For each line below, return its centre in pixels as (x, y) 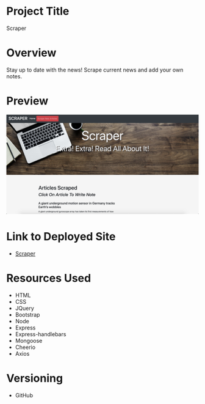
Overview (31, 53)
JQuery (25, 308)
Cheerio (25, 347)
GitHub (24, 395)
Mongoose (29, 340)
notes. (14, 76)
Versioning (34, 378)
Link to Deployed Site (61, 236)
